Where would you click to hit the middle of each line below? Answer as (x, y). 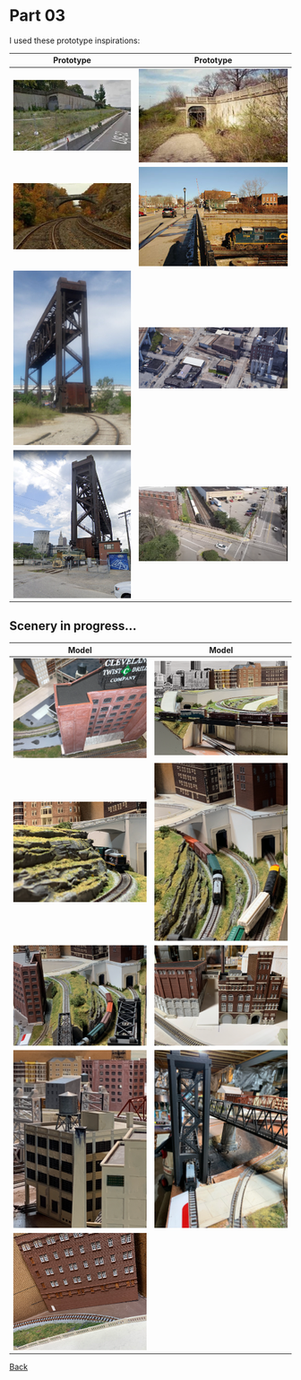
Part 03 (37, 16)
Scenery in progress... (73, 626)
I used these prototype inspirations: (75, 40)
